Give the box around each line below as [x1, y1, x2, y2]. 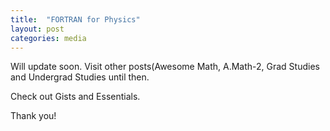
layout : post [10, 24, 65, 34]
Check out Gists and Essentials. [10, 91, 141, 103]
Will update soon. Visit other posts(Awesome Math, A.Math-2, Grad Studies [10, 61, 320, 73]
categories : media [10, 33, 87, 43]
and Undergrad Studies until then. [10, 71, 150, 83]
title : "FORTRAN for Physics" [10, 14, 141, 25]
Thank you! [10, 110, 57, 122]
